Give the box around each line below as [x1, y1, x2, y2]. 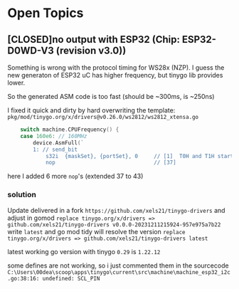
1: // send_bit [33, 146, 78, 153]
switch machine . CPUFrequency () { [20, 126, 119, 133]
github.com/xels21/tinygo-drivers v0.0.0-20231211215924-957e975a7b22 [7, 221, 221, 228]
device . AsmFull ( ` [33, 139, 84, 147]
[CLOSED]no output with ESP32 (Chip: [7, 33, 180, 46]
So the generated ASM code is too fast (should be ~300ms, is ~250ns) [7, 93, 215, 100]
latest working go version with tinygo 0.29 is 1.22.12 [7, 247, 161, 256]
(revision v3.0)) [55, 44, 127, 56]
